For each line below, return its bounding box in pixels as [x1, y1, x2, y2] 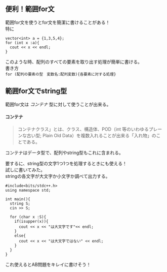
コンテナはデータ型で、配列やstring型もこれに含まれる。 [5, 149, 124, 156]
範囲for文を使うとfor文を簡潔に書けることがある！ [5, 19, 110, 25]
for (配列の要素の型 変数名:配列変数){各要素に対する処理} [5, 72, 116, 77]
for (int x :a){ [5, 40, 39, 45]
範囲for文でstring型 [5, 87, 67, 96]
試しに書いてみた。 [5, 167, 46, 173]
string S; [10, 201, 30, 206]
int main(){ [5, 196, 30, 202]
